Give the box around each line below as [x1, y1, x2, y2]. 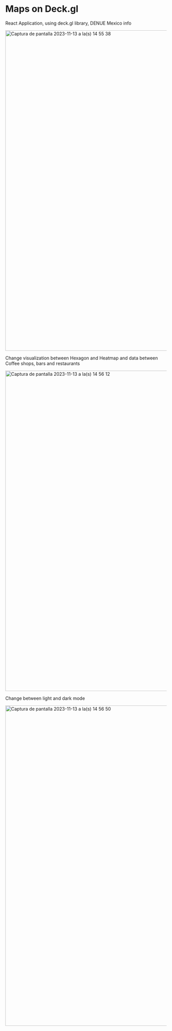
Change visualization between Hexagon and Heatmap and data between [5, 355, 158, 361]
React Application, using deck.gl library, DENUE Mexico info [5, 20, 132, 26]
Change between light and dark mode [5, 695, 85, 701]
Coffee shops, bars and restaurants [5, 360, 80, 367]
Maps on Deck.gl [5, 3, 78, 15]
